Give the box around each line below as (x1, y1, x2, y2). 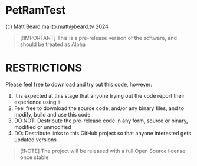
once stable (19, 154, 49, 161)
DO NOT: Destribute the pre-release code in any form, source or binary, (14, 117, 188, 124)
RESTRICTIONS (5, 61, 82, 75)
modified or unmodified (14, 123, 71, 130)
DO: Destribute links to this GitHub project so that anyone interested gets (14, 130, 191, 137)
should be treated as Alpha (19, 41, 86, 48)
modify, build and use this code (14, 111, 91, 118)
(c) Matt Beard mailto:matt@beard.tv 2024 (5, 23, 109, 30)
